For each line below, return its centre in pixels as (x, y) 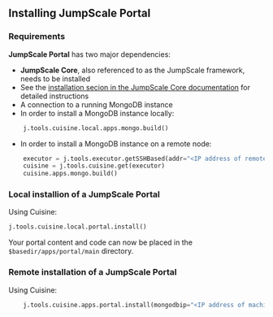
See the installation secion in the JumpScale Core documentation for (135, 87)
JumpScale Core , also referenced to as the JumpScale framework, (132, 70)
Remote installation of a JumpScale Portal (93, 272)
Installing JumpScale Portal (80, 13)
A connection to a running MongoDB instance (96, 104)
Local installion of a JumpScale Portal (84, 194)
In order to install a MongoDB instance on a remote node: (116, 143)
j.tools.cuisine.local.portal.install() (78, 227)
